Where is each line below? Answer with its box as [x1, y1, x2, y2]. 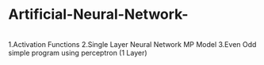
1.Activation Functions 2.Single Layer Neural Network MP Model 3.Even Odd [8, 39, 257, 49]
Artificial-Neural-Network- [8, 5, 189, 23]
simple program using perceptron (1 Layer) [8, 48, 148, 57]
